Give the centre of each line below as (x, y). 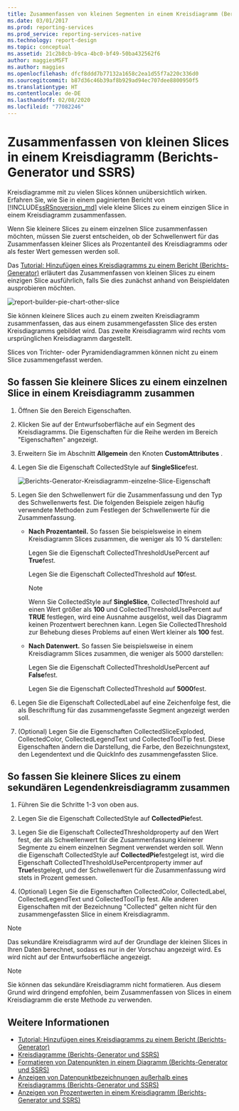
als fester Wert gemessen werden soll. (64, 251)
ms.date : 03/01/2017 (38, 21)
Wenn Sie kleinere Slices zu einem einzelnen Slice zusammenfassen (107, 228)
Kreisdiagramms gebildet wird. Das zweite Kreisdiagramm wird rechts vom (117, 331)
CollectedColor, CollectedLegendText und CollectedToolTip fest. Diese (121, 739)
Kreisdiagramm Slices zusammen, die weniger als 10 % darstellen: (125, 538)
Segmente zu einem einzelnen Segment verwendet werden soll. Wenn (121, 848)
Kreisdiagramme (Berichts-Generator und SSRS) (89, 1055)
